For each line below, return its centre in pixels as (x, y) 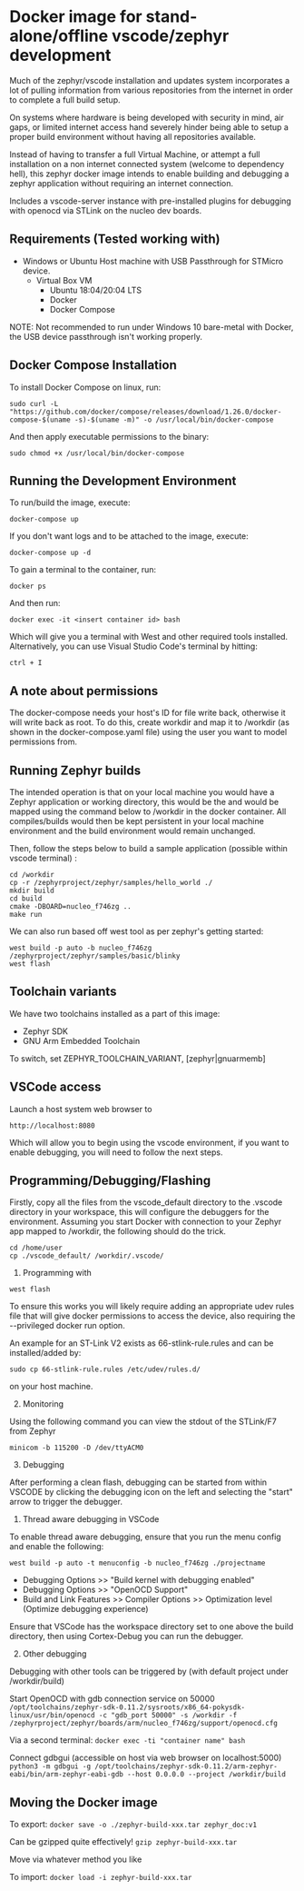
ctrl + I (26, 663)
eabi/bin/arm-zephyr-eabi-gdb (67, 1775)
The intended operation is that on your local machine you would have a (142, 792)
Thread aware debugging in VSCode (91, 1519)
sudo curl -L (34, 403)
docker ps (28, 587)
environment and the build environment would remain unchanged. (132, 831)
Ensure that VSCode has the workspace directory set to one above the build (152, 1627)
